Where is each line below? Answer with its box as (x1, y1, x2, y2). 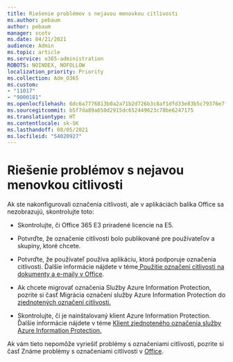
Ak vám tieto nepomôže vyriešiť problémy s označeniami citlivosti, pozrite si (7, 340, 224, 348)
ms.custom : (7, 81, 39, 88)
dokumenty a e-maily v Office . (17, 270, 105, 278)
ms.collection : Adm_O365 (7, 74, 79, 82)
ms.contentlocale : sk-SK (7, 119, 79, 127)
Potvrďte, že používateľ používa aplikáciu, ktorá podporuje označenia (17, 255, 216, 264)
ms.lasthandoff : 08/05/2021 (7, 126, 89, 133)
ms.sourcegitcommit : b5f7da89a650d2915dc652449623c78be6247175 (7, 107, 194, 114)
